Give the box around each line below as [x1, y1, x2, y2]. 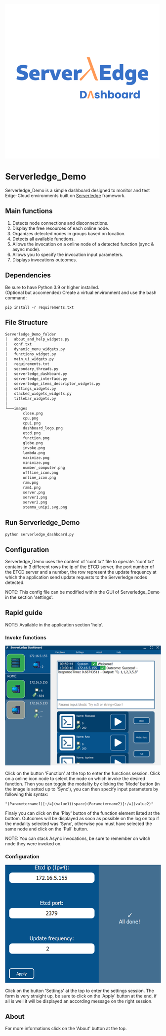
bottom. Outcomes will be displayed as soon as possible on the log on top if [5, 816, 160, 822]
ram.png [23, 480, 39, 485]
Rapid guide [5, 609, 43, 617]
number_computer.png [23, 465, 65, 470]
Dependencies [5, 271, 51, 280]
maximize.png [23, 456, 50, 460]
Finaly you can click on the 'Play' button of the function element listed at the [5, 810, 160, 816]
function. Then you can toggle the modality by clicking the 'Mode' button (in [5, 781, 160, 787]
